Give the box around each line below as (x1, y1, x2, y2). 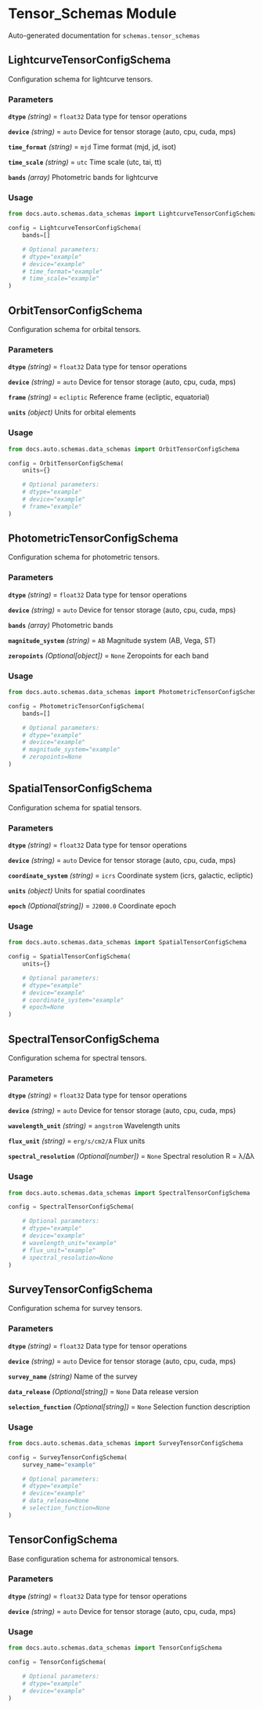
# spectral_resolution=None (22, 1254, 113, 1262)
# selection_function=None (22, 1504, 110, 1512)
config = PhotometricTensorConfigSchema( (8, 702, 146, 710)
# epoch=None (22, 1003, 65, 1011)
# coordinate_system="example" (22, 996, 124, 1004)
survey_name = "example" (22, 1461, 96, 1469)
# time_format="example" (22, 268, 103, 276)
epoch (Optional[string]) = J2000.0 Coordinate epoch (8, 901, 177, 911)
